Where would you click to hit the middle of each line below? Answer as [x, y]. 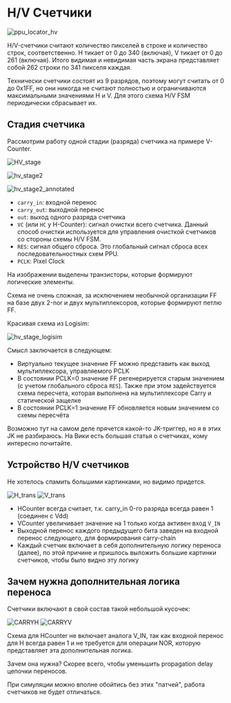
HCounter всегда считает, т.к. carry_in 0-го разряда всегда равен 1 [115, 508]
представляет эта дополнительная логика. [70, 650]
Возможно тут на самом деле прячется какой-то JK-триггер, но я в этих [114, 428]
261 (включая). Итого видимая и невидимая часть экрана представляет [113, 60]
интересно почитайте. [40, 443]
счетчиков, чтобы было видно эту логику [78, 560]
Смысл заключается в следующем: [60, 350]
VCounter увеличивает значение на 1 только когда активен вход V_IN [119, 523]
